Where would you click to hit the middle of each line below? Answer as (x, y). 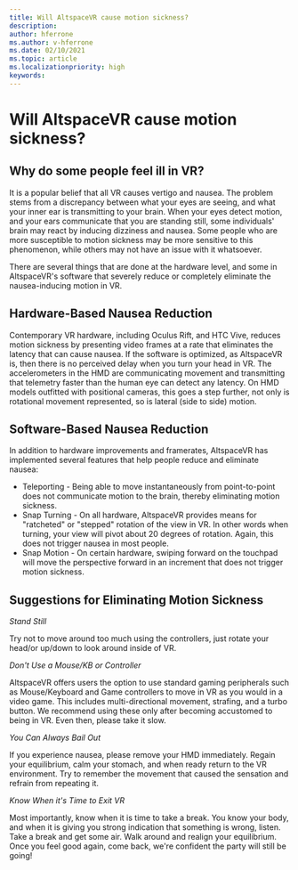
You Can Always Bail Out (55, 738)
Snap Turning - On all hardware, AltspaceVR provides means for (139, 515)
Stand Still (28, 622)
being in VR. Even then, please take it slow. (88, 720)
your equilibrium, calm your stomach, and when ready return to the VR (138, 764)
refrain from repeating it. (54, 784)
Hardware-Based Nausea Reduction (111, 314)
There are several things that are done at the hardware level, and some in (143, 266)
